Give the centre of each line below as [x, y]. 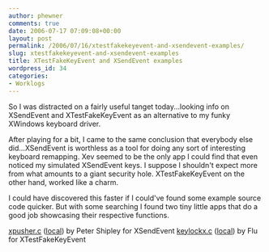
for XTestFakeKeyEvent [47, 239]
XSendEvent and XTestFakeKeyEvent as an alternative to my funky [120, 115]
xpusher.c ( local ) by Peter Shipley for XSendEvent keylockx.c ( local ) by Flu [133, 230]
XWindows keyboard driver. [55, 124]
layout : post [30, 38]
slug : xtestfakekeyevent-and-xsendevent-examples [94, 53]
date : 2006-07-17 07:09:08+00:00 [65, 31]
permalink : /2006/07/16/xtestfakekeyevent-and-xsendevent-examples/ [126, 46]
